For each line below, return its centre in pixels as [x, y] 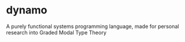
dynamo [27, 10]
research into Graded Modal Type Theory [56, 32]
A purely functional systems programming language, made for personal [93, 26]
